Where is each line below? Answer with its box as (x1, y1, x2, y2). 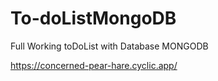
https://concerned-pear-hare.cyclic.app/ (10, 59, 178, 71)
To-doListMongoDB (10, 7, 177, 30)
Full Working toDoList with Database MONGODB (10, 40, 209, 52)
